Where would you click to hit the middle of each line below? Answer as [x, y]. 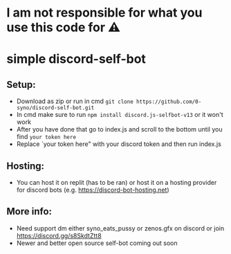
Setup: [21, 84]
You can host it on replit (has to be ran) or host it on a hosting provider [117, 182]
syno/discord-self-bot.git [55, 108]
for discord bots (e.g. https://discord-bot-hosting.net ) [93, 190]
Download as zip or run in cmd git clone [75, 101]
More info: [29, 211]
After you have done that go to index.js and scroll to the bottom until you [119, 129]
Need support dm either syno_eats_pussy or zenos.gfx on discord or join [120, 228]
